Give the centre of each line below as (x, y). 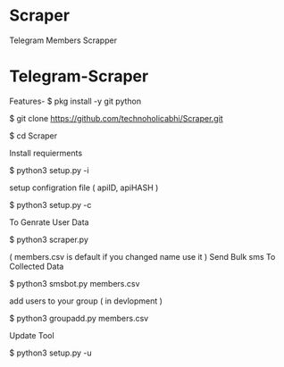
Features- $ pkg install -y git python (75, 101)
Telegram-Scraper (79, 76)
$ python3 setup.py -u (50, 353)
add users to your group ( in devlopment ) (86, 301)
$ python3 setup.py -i (49, 170)
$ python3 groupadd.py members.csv (79, 318)
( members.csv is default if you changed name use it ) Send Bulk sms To (142, 256)
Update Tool (32, 335)
